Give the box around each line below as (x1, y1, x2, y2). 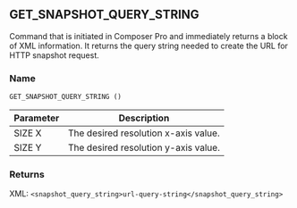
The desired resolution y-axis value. (67, 142, 221, 154)
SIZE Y (13, 142, 42, 154)
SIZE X (13, 127, 42, 139)
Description (118, 112, 170, 124)
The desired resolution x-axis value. (67, 127, 221, 139)
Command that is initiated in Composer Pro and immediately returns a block (9, 30, 288, 41)
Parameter (13, 112, 60, 124)
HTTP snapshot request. (9, 49, 100, 61)
